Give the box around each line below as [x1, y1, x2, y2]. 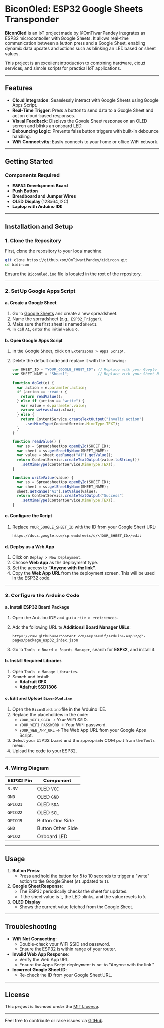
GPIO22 [7, 809, 23, 815]
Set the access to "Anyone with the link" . [12, 565, 97, 571]
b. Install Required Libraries [5, 658, 62, 663]
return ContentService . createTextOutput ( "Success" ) [17, 493, 124, 498]
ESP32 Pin [7, 777, 33, 784]
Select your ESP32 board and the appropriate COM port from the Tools [12, 737, 155, 743]
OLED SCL [37, 809, 59, 816]
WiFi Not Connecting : [12, 936, 57, 942]
